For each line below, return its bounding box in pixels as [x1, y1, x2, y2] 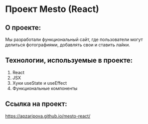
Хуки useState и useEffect [12, 80, 67, 86]
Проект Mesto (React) [5, 3, 99, 15]
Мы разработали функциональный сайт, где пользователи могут [5, 36, 143, 42]
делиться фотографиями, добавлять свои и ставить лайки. [5, 42, 131, 48]
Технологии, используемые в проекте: [5, 56, 133, 65]
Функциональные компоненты [12, 85, 78, 91]
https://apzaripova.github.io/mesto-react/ [5, 113, 91, 119]
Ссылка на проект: [5, 100, 67, 108]
